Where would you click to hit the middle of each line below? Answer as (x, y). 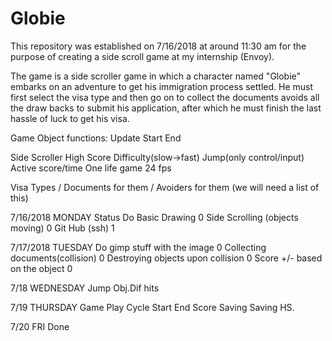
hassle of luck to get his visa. (70, 118)
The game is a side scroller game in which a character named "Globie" (156, 76)
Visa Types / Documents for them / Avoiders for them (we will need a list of (165, 187)
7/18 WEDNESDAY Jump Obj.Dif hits (85, 288)
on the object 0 (41, 268)
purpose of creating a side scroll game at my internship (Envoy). (142, 56)
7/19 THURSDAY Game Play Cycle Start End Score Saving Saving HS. (152, 307)
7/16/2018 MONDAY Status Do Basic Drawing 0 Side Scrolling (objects (154, 217)
